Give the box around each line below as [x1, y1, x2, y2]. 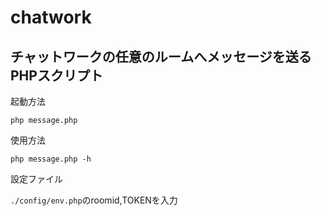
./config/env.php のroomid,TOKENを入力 [10, 194, 178, 206]
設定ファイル [10, 173, 63, 185]
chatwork [10, 6, 92, 29]
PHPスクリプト [10, 67, 103, 84]
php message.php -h [10, 154, 92, 164]
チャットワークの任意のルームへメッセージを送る [10, 48, 312, 65]
